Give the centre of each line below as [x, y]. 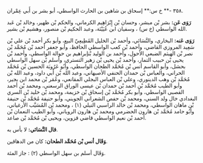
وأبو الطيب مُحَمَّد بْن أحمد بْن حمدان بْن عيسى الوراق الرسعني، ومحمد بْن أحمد [95, 85]
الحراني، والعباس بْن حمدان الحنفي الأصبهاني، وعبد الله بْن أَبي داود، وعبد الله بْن [96, 73]
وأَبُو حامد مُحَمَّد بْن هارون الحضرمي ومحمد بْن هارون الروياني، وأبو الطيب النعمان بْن [101, 111]
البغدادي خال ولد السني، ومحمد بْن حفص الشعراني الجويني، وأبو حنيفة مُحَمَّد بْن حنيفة [102, 98]
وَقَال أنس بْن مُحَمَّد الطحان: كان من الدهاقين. [57, 141]
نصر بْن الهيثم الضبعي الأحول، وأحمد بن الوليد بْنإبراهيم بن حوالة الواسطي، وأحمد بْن [100, 53]
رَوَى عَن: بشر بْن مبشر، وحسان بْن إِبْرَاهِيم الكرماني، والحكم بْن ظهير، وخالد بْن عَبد [99, 22]
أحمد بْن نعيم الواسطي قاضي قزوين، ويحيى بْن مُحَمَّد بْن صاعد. [77, 118]
